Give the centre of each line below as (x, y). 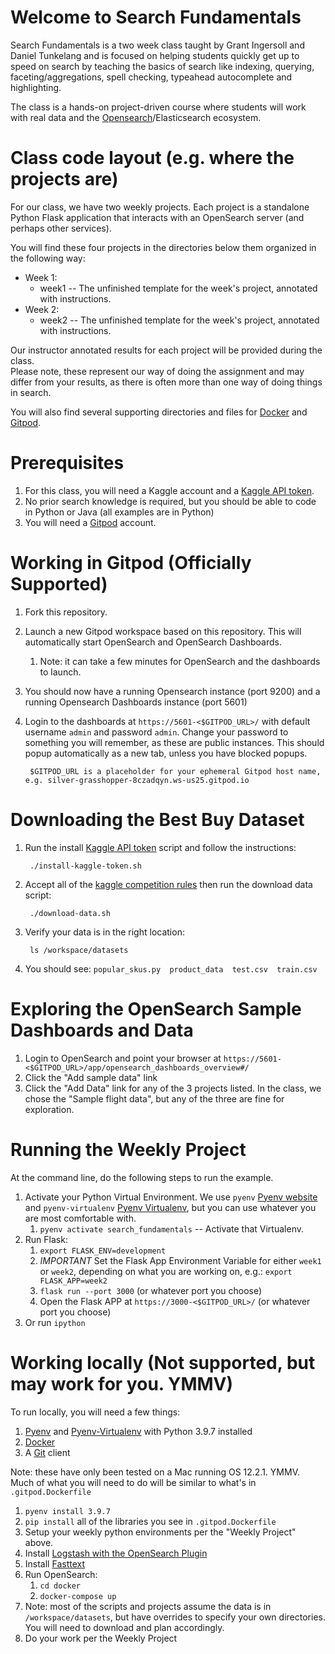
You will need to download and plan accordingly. (124, 1627)
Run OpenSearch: (61, 1574)
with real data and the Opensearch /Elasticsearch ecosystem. (136, 117)
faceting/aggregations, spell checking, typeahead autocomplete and (151, 77)
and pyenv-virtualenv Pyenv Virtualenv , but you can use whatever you (170, 1207)
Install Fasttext (54, 1563)
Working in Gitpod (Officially (131, 563)
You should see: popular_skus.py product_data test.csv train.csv (171, 968)
